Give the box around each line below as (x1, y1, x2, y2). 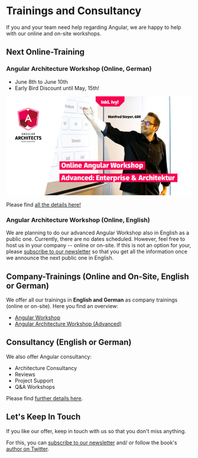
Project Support (14, 377, 54, 384)
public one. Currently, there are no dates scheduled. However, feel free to (6, 235, 186, 243)
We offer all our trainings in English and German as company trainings (6, 296, 178, 303)
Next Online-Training (6, 47, 85, 57)
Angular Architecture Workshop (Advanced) (14, 320, 122, 328)
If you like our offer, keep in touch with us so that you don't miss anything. (6, 427, 186, 434)
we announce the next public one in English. (6, 254, 114, 261)
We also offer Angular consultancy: (6, 353, 92, 360)
